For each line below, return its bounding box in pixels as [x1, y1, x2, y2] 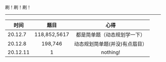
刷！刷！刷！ [5, 4, 31, 10]
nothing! [101, 49, 121, 56]
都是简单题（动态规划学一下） [76, 31, 146, 38]
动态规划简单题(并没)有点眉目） [74, 41, 147, 47]
